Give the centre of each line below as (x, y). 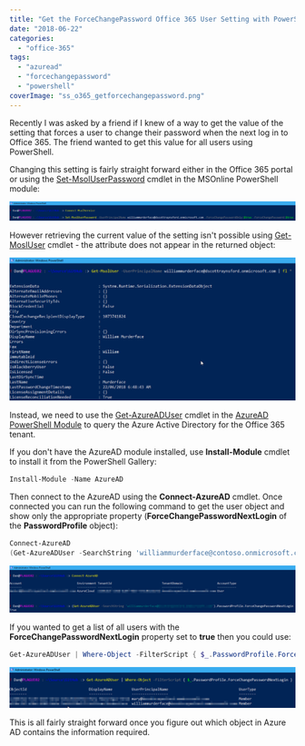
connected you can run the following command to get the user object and (147, 506)
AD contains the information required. (80, 732)
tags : (20, 58)
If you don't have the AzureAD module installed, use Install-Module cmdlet (150, 452)
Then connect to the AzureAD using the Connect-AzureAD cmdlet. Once (146, 496)
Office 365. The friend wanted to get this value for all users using (131, 142)
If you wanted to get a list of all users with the (94, 627)
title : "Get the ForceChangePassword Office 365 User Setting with (140, 19)
